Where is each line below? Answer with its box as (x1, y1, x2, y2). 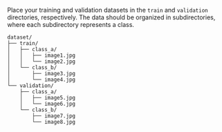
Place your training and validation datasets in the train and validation (7, 6, 209, 14)
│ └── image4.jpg (7, 76, 76, 83)
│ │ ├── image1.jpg (7, 52, 76, 59)
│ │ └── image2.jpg (7, 58, 76, 65)
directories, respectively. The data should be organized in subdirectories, (7, 13, 216, 21)
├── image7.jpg (32, 113, 76, 120)
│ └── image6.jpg (19, 100, 76, 107)
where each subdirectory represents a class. (7, 21, 135, 28)
